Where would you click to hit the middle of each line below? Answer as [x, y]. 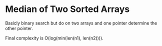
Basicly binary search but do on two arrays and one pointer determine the [81, 23]
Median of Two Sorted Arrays [67, 9]
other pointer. [19, 28]
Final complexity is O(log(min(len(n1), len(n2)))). [54, 38]
